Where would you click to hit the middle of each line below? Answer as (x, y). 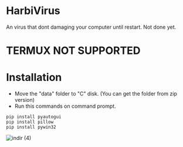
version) (25, 100)
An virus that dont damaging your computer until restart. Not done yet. (91, 27)
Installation (34, 78)
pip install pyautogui (34, 117)
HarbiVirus (33, 11)
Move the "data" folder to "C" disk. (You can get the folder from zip (96, 94)
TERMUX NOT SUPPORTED (73, 51)
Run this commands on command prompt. (65, 106)
